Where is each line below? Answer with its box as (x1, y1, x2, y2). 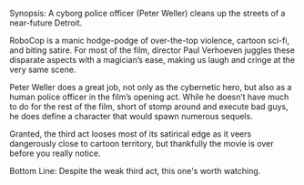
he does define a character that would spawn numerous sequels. (9, 111, 253, 121)
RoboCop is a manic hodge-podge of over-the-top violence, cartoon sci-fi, (9, 36, 289, 46)
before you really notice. (9, 148, 101, 159)
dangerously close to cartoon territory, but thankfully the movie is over (9, 139, 274, 149)
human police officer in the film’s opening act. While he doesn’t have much (9, 91, 289, 102)
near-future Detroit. (9, 17, 83, 28)
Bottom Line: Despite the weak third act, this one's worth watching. (9, 166, 261, 176)
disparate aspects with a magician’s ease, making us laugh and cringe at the (9, 55, 296, 65)
